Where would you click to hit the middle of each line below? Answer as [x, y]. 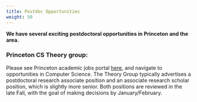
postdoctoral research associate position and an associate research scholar [98, 80]
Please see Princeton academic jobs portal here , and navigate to [84, 67]
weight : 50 [19, 17]
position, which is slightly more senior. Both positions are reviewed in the [94, 86]
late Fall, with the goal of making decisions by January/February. [84, 93]
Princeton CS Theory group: [47, 55]
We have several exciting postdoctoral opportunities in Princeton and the [97, 33]
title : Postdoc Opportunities [43, 11]
